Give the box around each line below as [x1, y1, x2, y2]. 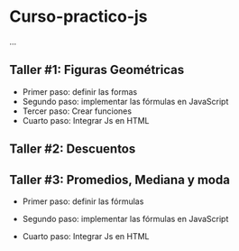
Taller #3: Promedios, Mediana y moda [9, 172, 230, 187]
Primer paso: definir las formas [22, 86, 138, 97]
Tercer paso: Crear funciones [22, 106, 133, 116]
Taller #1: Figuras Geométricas [9, 62, 185, 78]
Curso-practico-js [9, 6, 148, 27]
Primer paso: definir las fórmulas [22, 196, 144, 207]
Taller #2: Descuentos [9, 142, 136, 157]
